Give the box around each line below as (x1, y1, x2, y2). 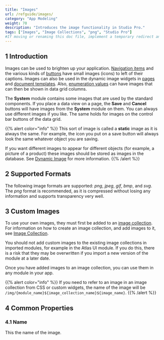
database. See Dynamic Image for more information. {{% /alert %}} (5, 155, 140, 161)
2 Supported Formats (5, 170, 71, 178)
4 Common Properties (5, 304, 74, 312)
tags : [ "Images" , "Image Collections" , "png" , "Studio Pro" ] (5, 30, 132, 35)
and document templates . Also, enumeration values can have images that (5, 81, 153, 87)
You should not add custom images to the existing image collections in (5, 240, 147, 246)
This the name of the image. (5, 330, 62, 335)
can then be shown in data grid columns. (5, 86, 87, 92)
